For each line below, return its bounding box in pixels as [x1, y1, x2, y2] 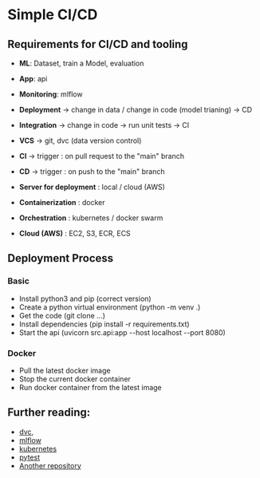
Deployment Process [7, 251, 114, 265]
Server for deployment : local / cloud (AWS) [18, 182, 165, 192]
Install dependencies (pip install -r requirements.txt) [18, 319, 190, 329]
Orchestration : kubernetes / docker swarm [18, 213, 163, 223]
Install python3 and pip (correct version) [18, 294, 152, 303]
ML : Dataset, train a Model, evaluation [18, 58, 144, 68]
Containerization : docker [18, 198, 105, 207]
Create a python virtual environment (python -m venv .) [18, 302, 201, 312]
